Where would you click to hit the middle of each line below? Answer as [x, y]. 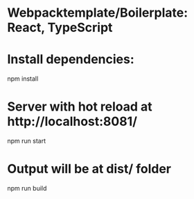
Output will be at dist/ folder [89, 169]
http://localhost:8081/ [72, 121]
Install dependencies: [71, 59]
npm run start [27, 141]
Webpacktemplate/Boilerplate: [98, 13]
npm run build [27, 188]
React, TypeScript [60, 27]
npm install [23, 79]
